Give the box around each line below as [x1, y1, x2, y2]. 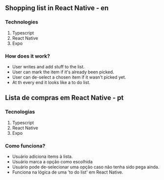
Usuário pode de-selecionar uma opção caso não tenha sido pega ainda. [12, 164, 160, 170]
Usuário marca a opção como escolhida [12, 158, 93, 164]
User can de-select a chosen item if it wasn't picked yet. [12, 74, 126, 80]
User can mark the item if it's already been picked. [12, 69, 114, 75]
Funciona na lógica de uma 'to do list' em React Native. [12, 169, 123, 175]
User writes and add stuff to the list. [12, 63, 85, 69]
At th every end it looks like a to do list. [12, 79, 91, 85]
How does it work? [5, 53, 50, 60]
